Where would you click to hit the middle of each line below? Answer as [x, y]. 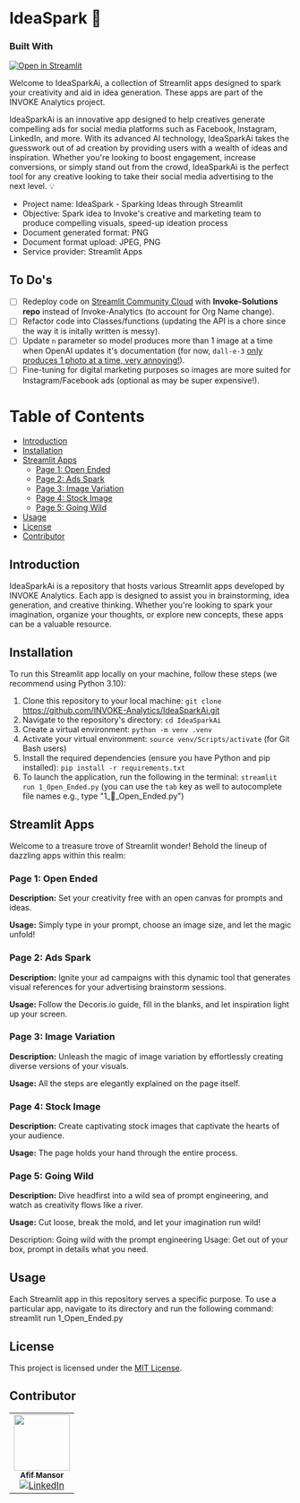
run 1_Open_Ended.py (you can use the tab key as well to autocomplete [152, 787]
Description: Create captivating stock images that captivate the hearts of [145, 1126]
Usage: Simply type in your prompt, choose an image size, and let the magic [150, 925]
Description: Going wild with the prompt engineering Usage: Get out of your [149, 1240]
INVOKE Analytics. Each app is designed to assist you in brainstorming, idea [150, 596]
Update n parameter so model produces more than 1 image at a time [147, 341]
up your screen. [39, 1014]
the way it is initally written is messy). [91, 332]
